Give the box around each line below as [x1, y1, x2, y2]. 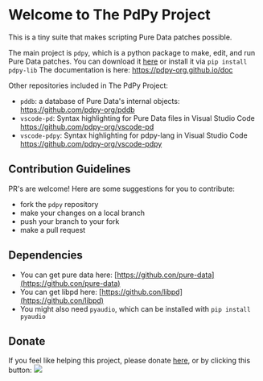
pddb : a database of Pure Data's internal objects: [19, 96, 180, 106]
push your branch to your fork [19, 216, 120, 226]
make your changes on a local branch [19, 208, 146, 217]
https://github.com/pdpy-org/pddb [19, 105, 135, 114]
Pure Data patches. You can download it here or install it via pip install [8, 56, 248, 66]
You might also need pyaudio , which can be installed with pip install [19, 304, 251, 313]
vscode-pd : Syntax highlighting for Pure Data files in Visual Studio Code [19, 113, 255, 122]
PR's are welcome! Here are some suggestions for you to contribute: [8, 184, 236, 193]
